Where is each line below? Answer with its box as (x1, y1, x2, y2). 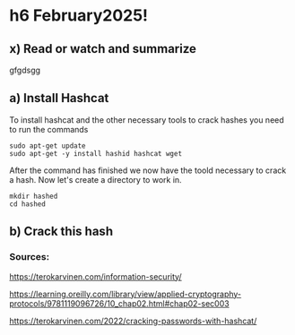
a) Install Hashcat (9, 90, 109, 106)
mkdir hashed (9, 192, 58, 201)
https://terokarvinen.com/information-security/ (9, 271, 182, 282)
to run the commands (9, 124, 89, 134)
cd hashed (9, 199, 47, 209)
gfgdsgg (9, 64, 41, 75)
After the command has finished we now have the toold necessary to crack (9, 165, 287, 176)
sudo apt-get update (9, 141, 87, 150)
